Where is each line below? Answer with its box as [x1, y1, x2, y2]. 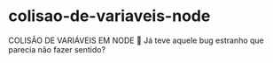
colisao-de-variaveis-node [8, 6, 211, 26]
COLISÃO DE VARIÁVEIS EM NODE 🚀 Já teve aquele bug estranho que [8, 35, 265, 45]
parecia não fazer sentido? [8, 44, 106, 54]
